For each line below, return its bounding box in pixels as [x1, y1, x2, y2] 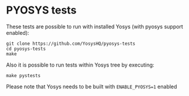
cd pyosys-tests [6, 45, 46, 52]
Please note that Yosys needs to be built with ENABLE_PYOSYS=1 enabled [6, 83, 178, 90]
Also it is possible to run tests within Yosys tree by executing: [6, 61, 155, 68]
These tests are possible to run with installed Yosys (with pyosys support [6, 23, 184, 30]
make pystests [6, 72, 41, 78]
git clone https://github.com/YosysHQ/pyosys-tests [6, 41, 135, 47]
